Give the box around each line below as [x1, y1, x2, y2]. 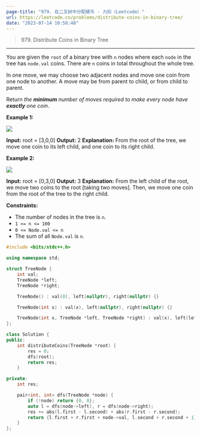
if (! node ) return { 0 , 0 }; [28, 397, 95, 403]
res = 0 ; [28, 348, 50, 354]
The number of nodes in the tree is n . [14, 213, 106, 221]
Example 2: [6, 155, 35, 162]
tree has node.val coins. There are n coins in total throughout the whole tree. [6, 60, 195, 67]
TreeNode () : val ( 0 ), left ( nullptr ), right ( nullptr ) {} [17, 293, 160, 300]
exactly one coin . [6, 103, 50, 110]
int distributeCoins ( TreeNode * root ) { [17, 342, 117, 348]
